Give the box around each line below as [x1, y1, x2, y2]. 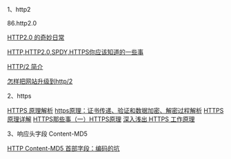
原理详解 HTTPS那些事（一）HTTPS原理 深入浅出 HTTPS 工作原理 [7, 115, 195, 123]
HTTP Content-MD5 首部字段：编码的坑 [7, 145, 120, 152]
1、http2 [7, 6, 31, 13]
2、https [7, 92, 32, 100]
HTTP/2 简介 [7, 63, 43, 70]
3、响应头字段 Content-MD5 [7, 129, 88, 138]
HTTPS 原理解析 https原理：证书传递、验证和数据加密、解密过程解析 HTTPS [7, 107, 224, 114]
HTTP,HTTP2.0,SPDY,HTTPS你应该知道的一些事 [7, 48, 144, 56]
